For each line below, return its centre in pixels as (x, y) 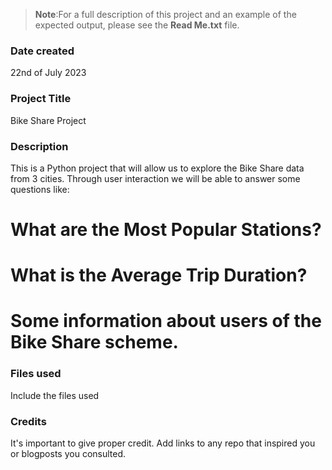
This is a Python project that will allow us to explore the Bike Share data (157, 168)
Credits (28, 421)
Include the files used (55, 395)
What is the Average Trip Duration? (159, 275)
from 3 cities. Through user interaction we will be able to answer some (155, 178)
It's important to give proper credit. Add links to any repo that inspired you (163, 443)
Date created (42, 51)
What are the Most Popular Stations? (166, 230)
